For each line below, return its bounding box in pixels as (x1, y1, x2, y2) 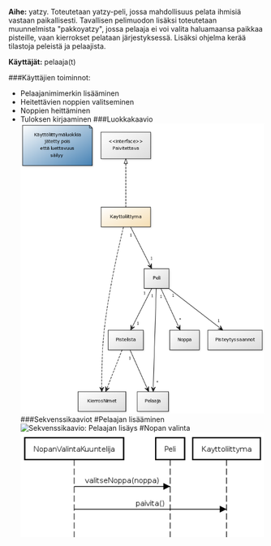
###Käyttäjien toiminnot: (8, 73, 91, 82)
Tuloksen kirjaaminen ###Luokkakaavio (19, 114, 153, 124)
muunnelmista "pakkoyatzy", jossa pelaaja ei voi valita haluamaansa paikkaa (8, 24, 264, 33)
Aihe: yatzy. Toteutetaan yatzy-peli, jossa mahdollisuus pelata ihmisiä (8, 7, 242, 16)
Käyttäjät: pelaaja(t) (8, 57, 76, 67)
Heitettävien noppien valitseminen (19, 97, 135, 106)
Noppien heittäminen (19, 105, 91, 115)
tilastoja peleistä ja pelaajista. (8, 41, 106, 51)
